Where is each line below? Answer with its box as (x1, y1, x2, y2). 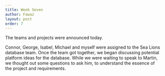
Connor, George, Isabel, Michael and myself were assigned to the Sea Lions (5, 44, 161, 50)
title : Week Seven (5, 7, 43, 12)
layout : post (5, 16, 32, 21)
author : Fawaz (5, 12, 35, 17)
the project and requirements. (5, 66, 66, 72)
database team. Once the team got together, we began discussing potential (5, 50, 160, 56)
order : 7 (5, 21, 23, 26)
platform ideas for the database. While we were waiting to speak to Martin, (5, 55, 158, 61)
